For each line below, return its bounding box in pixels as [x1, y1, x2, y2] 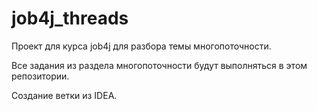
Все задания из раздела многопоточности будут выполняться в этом [11, 59, 308, 71]
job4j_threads [11, 7, 129, 30]
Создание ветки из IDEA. [11, 89, 118, 101]
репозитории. [11, 70, 70, 82]
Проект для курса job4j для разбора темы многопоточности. [11, 40, 272, 52]
